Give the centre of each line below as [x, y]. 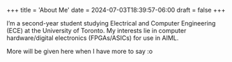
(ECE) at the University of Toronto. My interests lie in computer [96, 31]
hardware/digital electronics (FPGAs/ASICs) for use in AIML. [93, 38]
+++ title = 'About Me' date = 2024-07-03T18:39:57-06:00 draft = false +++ [116, 10]
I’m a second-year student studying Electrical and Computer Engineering [111, 23]
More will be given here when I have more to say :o [80, 51]
